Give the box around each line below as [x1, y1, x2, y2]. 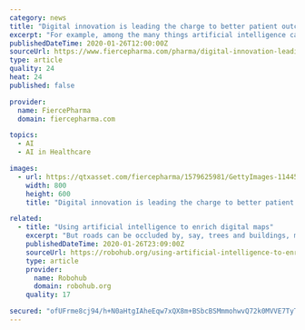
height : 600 [25, 189, 71, 198]
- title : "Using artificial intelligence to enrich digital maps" [17, 223, 274, 232]
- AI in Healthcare [17, 147, 92, 157]
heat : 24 [9, 73, 43, 82]
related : [9, 215, 43, 224]
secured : [9, 306, 43, 316]
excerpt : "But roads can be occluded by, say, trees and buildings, [25, 231, 290, 241]
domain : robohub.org [33, 282, 112, 291]
